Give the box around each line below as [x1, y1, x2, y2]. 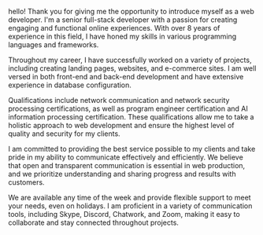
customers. [8, 178, 45, 187]
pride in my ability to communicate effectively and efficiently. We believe [8, 152, 244, 162]
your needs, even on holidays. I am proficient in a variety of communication [8, 201, 253, 211]
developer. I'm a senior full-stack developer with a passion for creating [8, 15, 238, 24]
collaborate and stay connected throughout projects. [8, 218, 180, 227]
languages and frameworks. [8, 40, 99, 50]
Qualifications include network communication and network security [8, 96, 230, 105]
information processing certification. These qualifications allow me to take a [8, 112, 254, 121]
